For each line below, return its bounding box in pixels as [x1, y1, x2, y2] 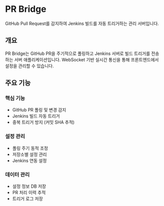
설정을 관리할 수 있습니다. [5, 63, 54, 69]
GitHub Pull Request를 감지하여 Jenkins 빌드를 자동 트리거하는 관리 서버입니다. [5, 20, 159, 26]
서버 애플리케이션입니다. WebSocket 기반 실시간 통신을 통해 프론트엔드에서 [14, 56, 159, 62]
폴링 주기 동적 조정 [12, 145, 48, 151]
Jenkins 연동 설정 [12, 157, 47, 163]
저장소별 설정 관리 [12, 151, 47, 157]
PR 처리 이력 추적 [12, 190, 46, 196]
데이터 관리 [5, 171, 30, 178]
